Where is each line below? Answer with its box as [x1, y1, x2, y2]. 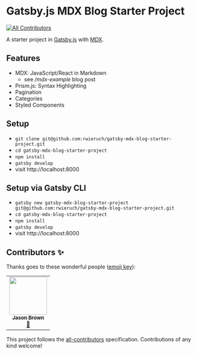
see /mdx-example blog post [23, 75, 96, 82]
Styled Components [14, 101, 65, 108]
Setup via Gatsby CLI [6, 182, 86, 193]
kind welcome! [6, 342, 43, 350]
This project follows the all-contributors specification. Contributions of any [6, 336, 192, 343]
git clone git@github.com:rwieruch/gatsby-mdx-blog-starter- [14, 135, 172, 142]
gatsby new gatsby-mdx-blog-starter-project [14, 200, 129, 206]
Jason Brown [11, 314, 45, 321]
